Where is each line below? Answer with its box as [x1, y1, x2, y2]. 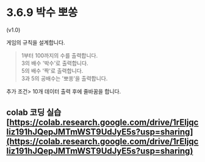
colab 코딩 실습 [6, 108, 62, 118]
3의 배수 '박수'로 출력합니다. [21, 59, 88, 67]
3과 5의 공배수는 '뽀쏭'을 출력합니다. [21, 75, 108, 82]
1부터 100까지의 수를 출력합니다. [21, 51, 98, 59]
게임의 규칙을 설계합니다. [6, 39, 65, 46]
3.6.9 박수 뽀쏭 [6, 6, 78, 20]
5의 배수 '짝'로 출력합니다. [21, 67, 84, 74]
